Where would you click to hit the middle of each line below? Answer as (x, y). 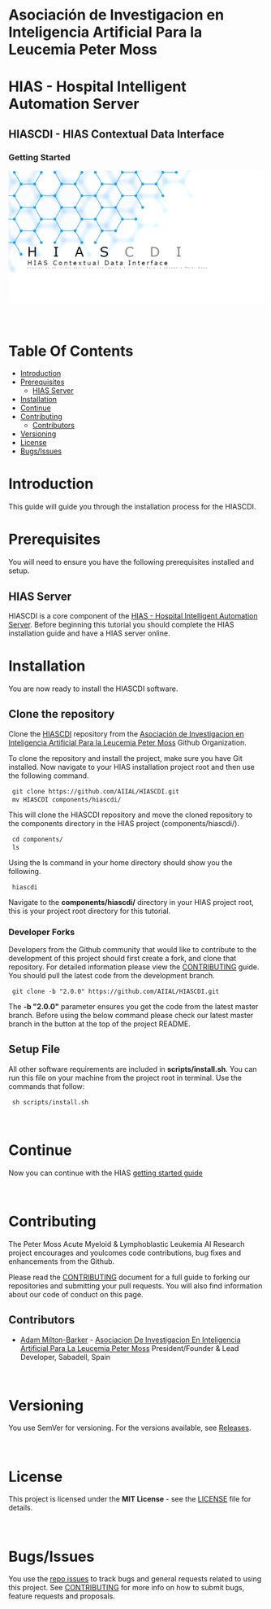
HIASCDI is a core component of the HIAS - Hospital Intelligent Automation (133, 615)
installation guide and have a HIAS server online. (89, 633)
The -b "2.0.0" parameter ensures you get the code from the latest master (133, 1007)
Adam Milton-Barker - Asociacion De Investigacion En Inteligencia (130, 1340)
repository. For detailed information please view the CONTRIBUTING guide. (134, 967)
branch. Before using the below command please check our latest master (131, 1016)
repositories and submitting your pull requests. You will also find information (135, 1285)
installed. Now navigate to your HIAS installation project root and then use (132, 767)
